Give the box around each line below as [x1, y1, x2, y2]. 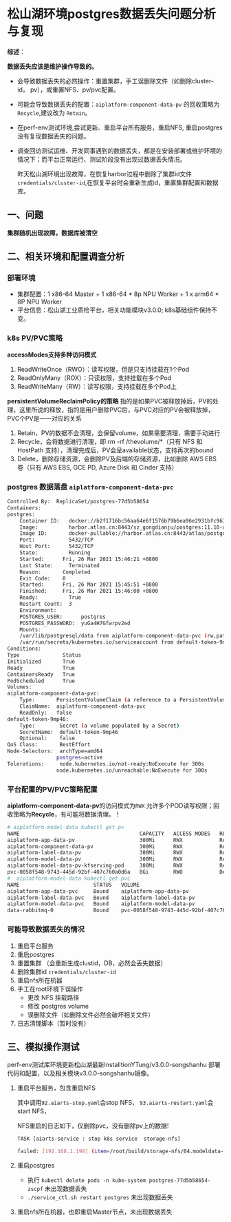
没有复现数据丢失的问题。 [16, 131, 90, 140]
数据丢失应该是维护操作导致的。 [7, 62, 98, 70]
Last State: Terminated [19, 562, 100, 569]
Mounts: [19, 626, 41, 633]
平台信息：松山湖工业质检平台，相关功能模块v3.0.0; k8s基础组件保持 [16, 306, 212, 314]
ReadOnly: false [19, 709, 72, 716]
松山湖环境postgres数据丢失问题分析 [7, 6, 217, 22]
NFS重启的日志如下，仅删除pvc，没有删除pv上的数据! [16, 1121, 169, 1130]
